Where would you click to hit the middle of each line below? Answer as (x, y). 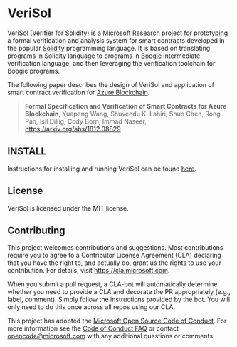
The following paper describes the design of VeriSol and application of (111, 84)
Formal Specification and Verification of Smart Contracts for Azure (126, 106)
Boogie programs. (34, 71)
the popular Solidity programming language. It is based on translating (109, 48)
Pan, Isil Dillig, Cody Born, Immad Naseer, (86, 121)
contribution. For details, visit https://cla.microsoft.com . (89, 271)
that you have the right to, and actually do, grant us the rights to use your (115, 263)
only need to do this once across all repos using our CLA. (91, 307)
